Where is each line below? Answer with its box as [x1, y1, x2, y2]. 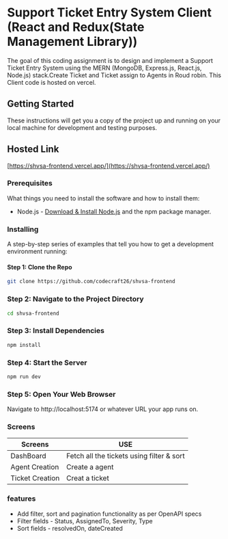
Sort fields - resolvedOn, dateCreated [16, 524, 123, 532]
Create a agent [66, 462, 114, 472]
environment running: [7, 248, 68, 256]
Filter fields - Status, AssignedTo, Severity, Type [16, 516, 153, 525]
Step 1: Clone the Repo [7, 263, 73, 271]
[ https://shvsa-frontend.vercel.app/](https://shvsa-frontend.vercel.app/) [7, 161, 210, 170]
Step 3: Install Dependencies [7, 326, 104, 336]
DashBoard [10, 451, 46, 461]
